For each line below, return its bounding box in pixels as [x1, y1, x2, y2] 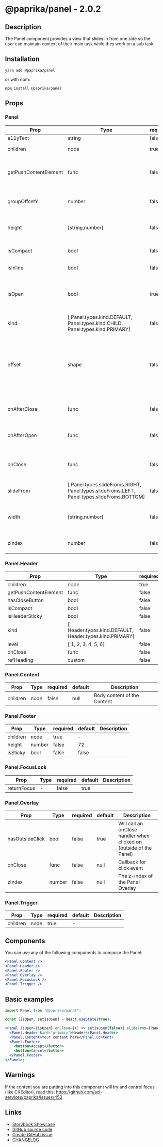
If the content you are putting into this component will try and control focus [5, 1084, 155, 1090]
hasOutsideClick [7, 835, 45, 842]
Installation [5, 55, 40, 63]
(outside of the [118, 844, 152, 851]
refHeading [7, 656, 33, 663]
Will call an [118, 820, 143, 827]
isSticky [7, 749, 26, 756]
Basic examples [5, 995, 54, 1003]
